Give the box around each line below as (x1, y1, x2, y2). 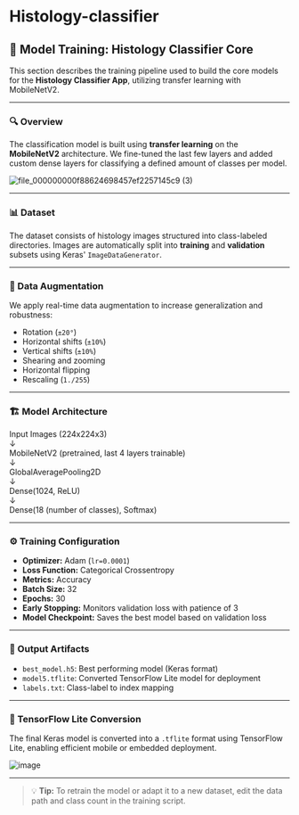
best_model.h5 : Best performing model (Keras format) (21, 663, 219, 674)
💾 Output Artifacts (9, 643, 90, 655)
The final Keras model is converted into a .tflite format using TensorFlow (9, 733, 283, 744)
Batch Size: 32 (21, 584, 77, 595)
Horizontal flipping (21, 364, 91, 375)
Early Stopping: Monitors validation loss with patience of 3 (21, 603, 238, 613)
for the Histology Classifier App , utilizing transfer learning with (9, 75, 242, 86)
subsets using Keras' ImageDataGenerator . (9, 249, 162, 259)
